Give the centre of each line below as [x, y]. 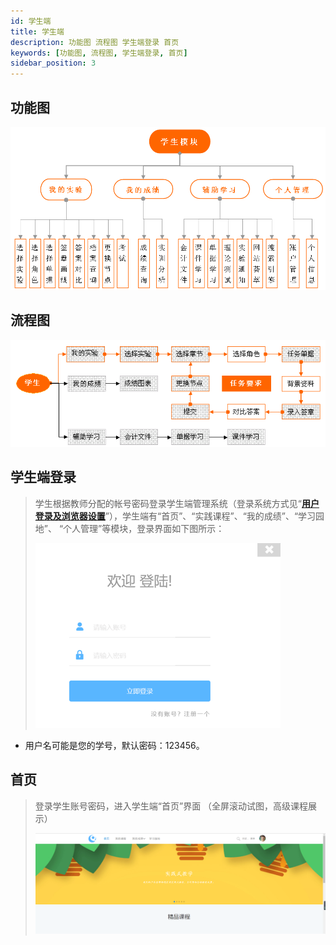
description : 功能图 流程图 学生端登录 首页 [95, 42]
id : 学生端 [31, 21]
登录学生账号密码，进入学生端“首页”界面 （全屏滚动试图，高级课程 [171, 806]
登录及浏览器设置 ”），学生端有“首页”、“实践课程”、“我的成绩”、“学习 [175, 516]
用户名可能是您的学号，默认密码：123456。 [114, 745]
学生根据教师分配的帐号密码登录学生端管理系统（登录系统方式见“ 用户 [177, 503]
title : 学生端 [37, 31]
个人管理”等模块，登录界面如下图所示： [144, 528]
